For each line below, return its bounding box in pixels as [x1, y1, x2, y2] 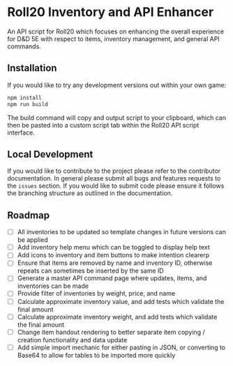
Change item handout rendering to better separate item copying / [17, 328, 205, 336]
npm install [7, 94, 42, 101]
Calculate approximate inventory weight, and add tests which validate [17, 312, 218, 321]
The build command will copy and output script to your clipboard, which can [7, 113, 227, 122]
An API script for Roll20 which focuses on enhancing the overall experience [7, 27, 225, 36]
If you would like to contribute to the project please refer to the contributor [7, 167, 221, 175]
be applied [17, 236, 48, 244]
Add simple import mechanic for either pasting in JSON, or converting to [17, 343, 226, 351]
